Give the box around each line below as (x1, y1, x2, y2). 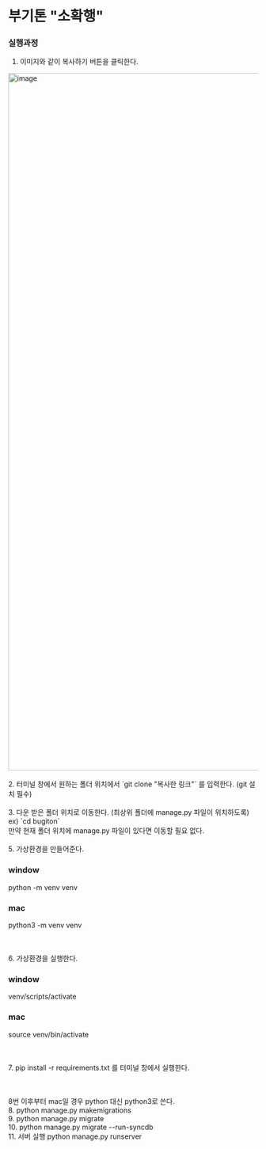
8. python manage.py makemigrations (8, 1105, 132, 1115)
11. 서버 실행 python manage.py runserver (8, 1132, 142, 1141)
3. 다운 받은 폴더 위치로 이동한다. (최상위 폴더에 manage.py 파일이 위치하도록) (8, 808, 249, 817)
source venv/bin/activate (8, 1029, 89, 1039)
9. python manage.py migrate (8, 1113, 104, 1123)
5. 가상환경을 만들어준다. (8, 844, 85, 854)
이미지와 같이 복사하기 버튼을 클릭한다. (19, 57, 139, 67)
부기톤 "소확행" (8, 7, 104, 25)
